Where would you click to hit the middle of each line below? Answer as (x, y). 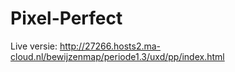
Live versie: (34, 46)
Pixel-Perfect (66, 18)
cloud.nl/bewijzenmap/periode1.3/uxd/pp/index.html (117, 56)
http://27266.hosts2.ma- (110, 46)
